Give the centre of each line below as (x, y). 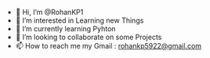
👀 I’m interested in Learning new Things (80, 20)
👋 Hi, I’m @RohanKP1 (49, 12)
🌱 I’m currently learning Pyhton (65, 29)
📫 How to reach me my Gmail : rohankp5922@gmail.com (109, 46)
